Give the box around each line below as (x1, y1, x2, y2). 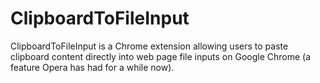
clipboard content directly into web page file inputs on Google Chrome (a (10, 50, 312, 62)
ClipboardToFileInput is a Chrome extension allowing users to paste (10, 40, 289, 52)
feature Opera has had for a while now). (10, 61, 175, 73)
